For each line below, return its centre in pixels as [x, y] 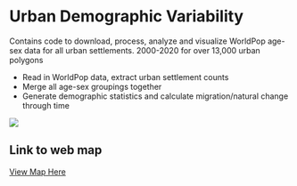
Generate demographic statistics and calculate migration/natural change [155, 96]
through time [45, 105]
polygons [26, 60]
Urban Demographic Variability [126, 16]
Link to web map [56, 150]
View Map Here [38, 172]
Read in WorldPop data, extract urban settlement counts [125, 77]
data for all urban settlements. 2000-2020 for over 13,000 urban [142, 50]
